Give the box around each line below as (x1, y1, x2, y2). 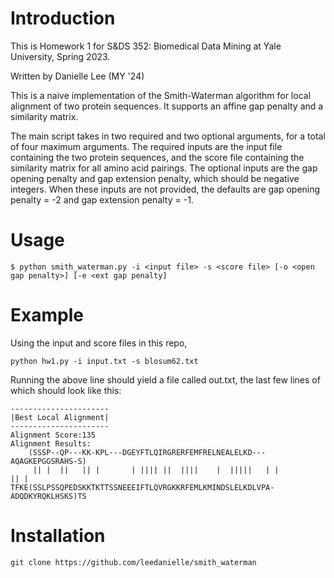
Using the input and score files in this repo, (10, 337, 188, 349)
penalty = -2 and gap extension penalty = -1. (10, 193, 194, 206)
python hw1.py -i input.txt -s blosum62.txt (10, 356, 199, 366)
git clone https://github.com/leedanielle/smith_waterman (10, 557, 257, 567)
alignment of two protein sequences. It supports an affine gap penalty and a (10, 100, 324, 112)
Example (10, 304, 84, 327)
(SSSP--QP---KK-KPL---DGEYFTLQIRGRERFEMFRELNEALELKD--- (28, 447, 267, 457)
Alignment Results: (10, 438, 92, 449)
